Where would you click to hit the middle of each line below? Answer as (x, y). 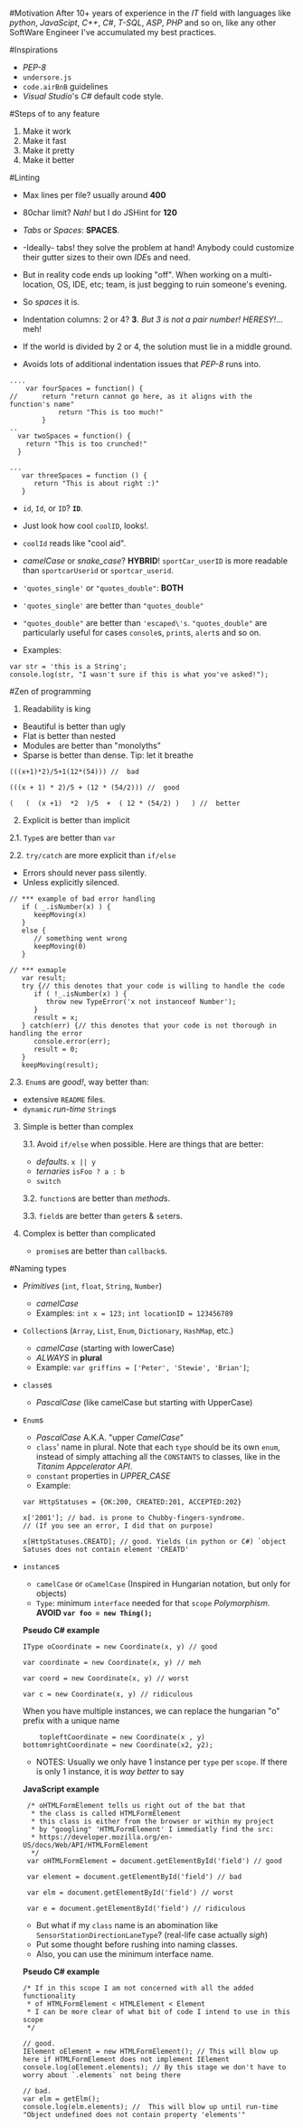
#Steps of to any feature (55, 113)
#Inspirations (34, 50)
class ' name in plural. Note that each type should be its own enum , (158, 1447)
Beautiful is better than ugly (74, 726)
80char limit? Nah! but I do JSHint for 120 (100, 213)
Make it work (47, 131)
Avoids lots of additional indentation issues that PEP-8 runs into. (142, 364)
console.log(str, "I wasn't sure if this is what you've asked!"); (139, 675)
